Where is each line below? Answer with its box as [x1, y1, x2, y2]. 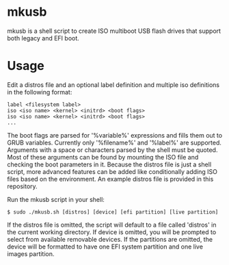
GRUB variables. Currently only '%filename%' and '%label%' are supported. [7, 138, 222, 147]
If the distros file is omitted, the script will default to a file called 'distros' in [7, 220, 217, 229]
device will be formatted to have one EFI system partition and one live [7, 242, 204, 251]
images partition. [7, 249, 55, 257]
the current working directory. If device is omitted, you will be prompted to [7, 227, 217, 236]
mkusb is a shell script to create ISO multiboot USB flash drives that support [7, 27, 221, 35]
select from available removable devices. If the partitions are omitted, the [7, 235, 213, 243]
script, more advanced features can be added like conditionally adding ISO [7, 167, 217, 175]
